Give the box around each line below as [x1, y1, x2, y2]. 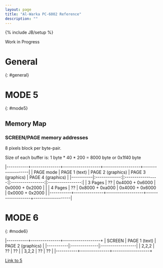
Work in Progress [5, 39, 40, 45]
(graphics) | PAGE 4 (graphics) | [5, 174, 69, 180]
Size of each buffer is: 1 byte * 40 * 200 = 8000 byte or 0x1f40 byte [5, 154, 141, 160]
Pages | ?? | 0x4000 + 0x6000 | [91, 179, 156, 185]
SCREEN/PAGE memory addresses [5, 134, 89, 141]
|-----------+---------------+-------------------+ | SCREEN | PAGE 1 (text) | [5, 237, 156, 244]
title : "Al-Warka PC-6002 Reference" [5, 12, 82, 17]
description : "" [5, 16, 38, 21]
